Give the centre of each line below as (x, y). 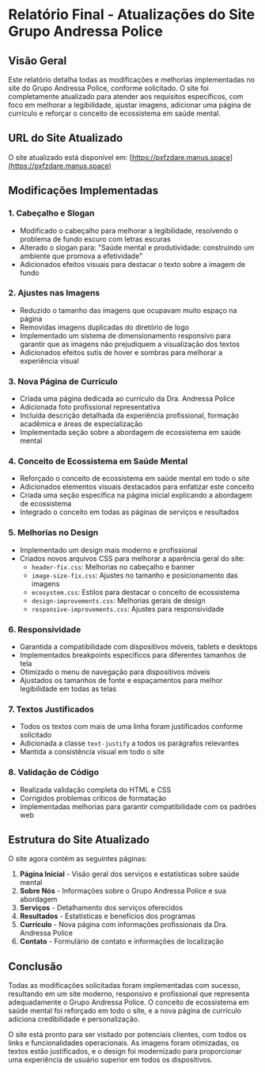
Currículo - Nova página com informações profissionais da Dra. (123, 925)
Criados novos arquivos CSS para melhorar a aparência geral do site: (132, 558)
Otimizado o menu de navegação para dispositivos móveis (115, 672)
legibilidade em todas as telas (68, 689)
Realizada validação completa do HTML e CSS (95, 789)
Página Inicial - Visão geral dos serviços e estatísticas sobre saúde (129, 874)
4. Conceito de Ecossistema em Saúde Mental (98, 461)
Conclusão (36, 966)
